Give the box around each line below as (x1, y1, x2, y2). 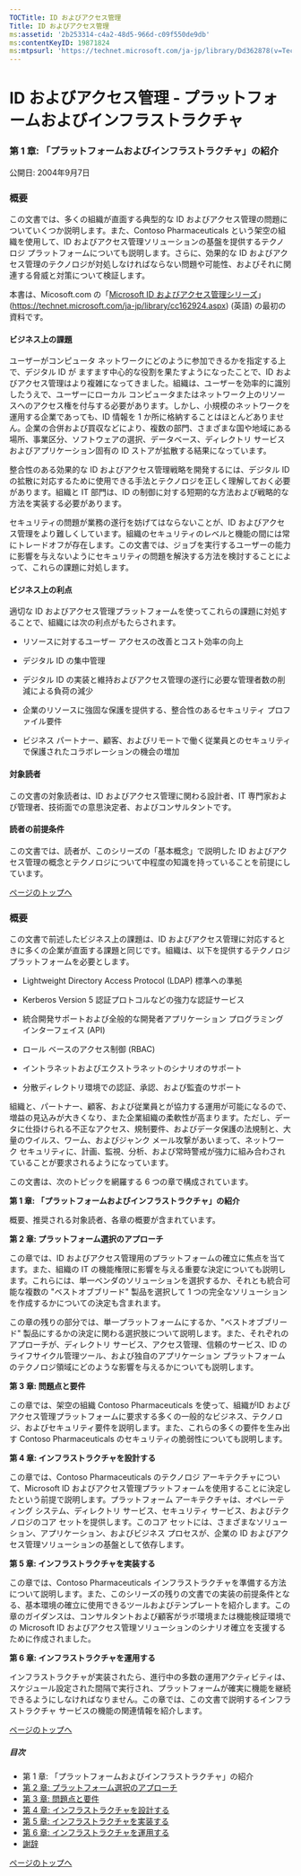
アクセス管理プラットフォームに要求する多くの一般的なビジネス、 (9, 1411, 253, 1422)
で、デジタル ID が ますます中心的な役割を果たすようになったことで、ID (9, 367, 274, 377)
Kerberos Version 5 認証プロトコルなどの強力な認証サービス (21, 995, 245, 1005)
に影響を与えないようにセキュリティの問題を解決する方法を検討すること (9, 551, 276, 562)
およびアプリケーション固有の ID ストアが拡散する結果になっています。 (9, 446, 271, 456)
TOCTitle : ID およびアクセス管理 (9, 13, 122, 22)
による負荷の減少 (30, 686, 94, 696)
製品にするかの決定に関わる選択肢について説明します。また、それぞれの (22, 1328, 289, 1339)
